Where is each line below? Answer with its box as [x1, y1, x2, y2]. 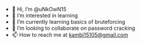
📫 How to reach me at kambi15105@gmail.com [11, 32, 128, 38]
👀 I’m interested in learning [11, 12, 78, 19]
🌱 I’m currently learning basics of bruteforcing [11, 18, 125, 25]
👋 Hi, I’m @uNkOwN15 [11, 6, 67, 12]
